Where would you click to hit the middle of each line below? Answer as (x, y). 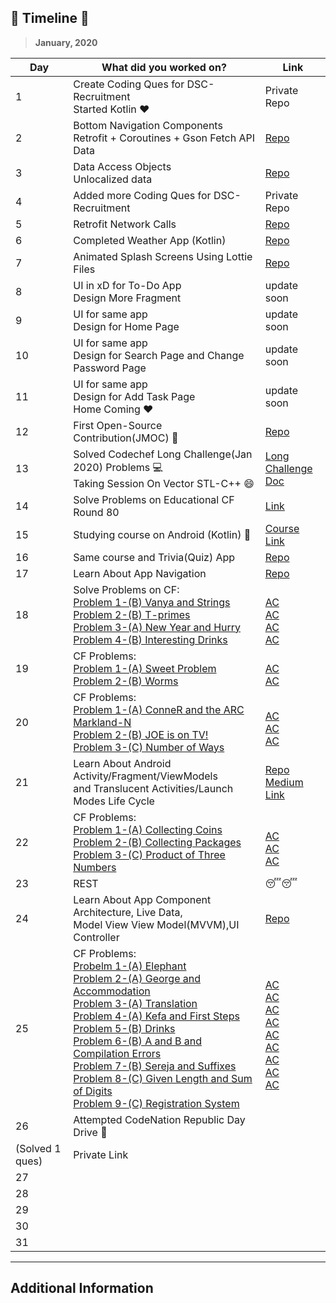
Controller (96, 937)
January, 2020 (66, 42)
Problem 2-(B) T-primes (132, 614)
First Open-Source (118, 425)
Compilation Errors (117, 1053)
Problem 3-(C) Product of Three (149, 854)
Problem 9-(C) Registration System (156, 1103)
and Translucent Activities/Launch (153, 788)
